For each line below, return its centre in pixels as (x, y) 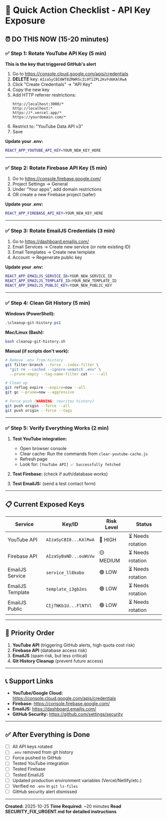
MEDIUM (110, 561)
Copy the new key (31, 90)
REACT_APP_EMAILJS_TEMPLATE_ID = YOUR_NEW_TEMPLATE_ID (61, 281)
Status (144, 524)
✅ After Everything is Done (48, 735)
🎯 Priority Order (30, 633)
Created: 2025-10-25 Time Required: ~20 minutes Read (63, 806)
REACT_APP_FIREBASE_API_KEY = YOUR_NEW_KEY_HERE (54, 214)
